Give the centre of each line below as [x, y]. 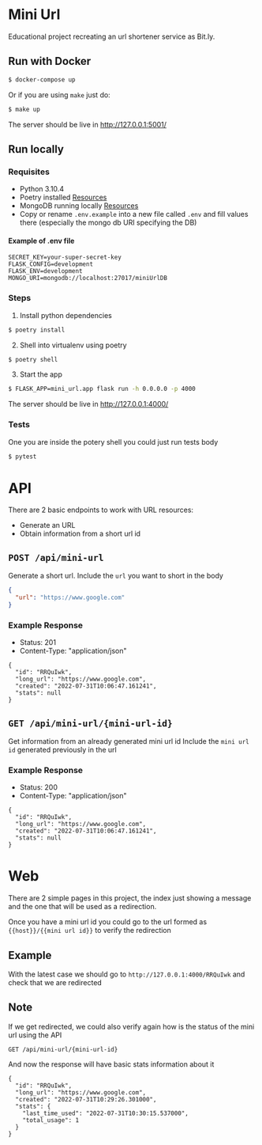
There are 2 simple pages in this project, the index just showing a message [130, 898]
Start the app [41, 374]
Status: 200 [38, 787]
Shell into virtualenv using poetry [73, 345]
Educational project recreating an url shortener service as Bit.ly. [112, 36]
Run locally [36, 149]
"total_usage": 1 [51, 1120]
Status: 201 [38, 643]
